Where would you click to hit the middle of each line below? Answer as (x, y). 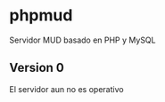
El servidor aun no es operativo (66, 89)
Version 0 (37, 68)
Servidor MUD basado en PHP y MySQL (82, 40)
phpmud (41, 16)
